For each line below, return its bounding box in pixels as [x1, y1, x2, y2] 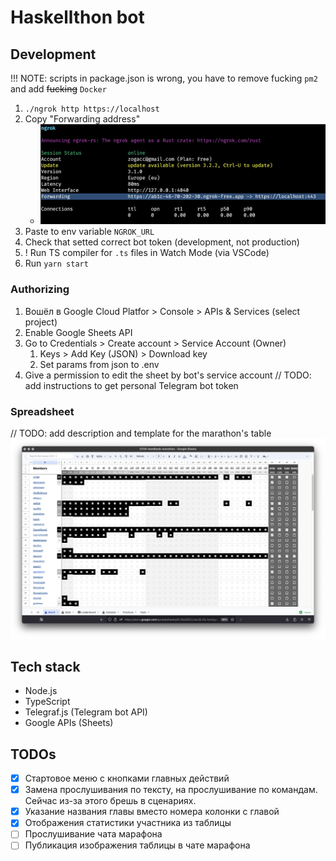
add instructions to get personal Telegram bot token [24, 379, 239, 391]
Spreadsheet [10, 404, 75, 418]
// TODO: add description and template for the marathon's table [10, 427, 272, 440]
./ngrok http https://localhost [24, 104, 160, 114]
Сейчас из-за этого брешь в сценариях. [24, 795, 197, 807]
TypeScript [24, 696, 71, 708]
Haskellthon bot [10, 6, 145, 29]
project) [24, 316, 58, 328]
